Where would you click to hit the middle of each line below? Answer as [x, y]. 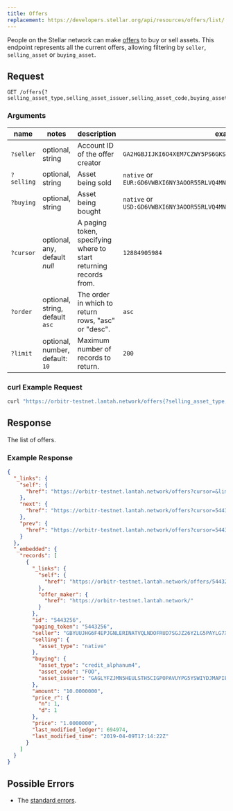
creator [89, 162]
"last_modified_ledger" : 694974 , [80, 730]
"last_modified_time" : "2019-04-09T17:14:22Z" [101, 736]
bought [89, 211]
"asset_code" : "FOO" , [69, 672]
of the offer [96, 154]
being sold [95, 182]
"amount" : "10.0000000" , [68, 691]
